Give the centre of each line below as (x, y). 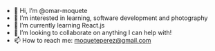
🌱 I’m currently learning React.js (59, 25)
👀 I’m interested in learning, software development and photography (111, 18)
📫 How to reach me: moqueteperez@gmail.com (82, 40)
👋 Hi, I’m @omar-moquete (50, 11)
